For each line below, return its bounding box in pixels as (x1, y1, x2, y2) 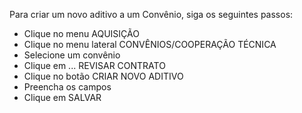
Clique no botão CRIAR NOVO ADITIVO (23, 70, 184, 82)
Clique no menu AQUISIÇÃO (23, 28, 140, 39)
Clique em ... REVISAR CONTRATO (23, 60, 166, 71)
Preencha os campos (23, 81, 112, 93)
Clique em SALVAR (23, 92, 102, 103)
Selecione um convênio (23, 49, 121, 61)
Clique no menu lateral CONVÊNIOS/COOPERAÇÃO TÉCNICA (23, 39, 277, 50)
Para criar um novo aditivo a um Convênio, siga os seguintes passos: (9, 9, 294, 20)
